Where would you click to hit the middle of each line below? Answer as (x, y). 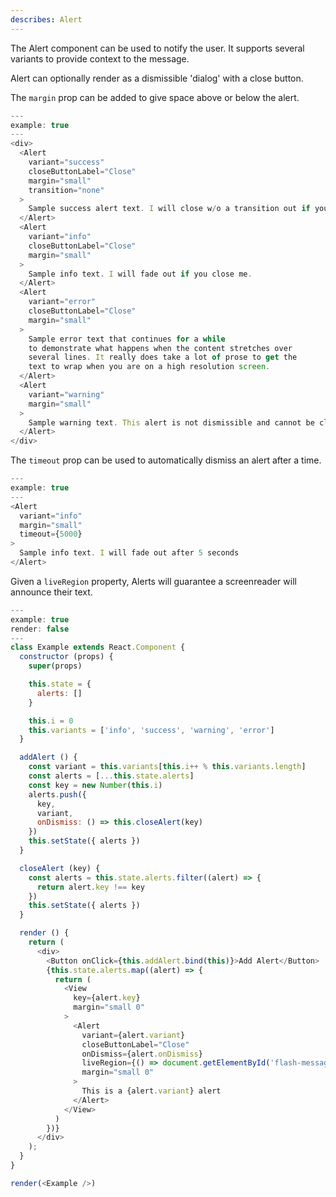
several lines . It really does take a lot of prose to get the (163, 357)
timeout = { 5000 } (51, 534)
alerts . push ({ (57, 794)
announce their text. (51, 592)
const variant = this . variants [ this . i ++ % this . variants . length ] (167, 767)
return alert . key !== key (90, 887)
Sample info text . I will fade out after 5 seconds (129, 553)
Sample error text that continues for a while (127, 339)
